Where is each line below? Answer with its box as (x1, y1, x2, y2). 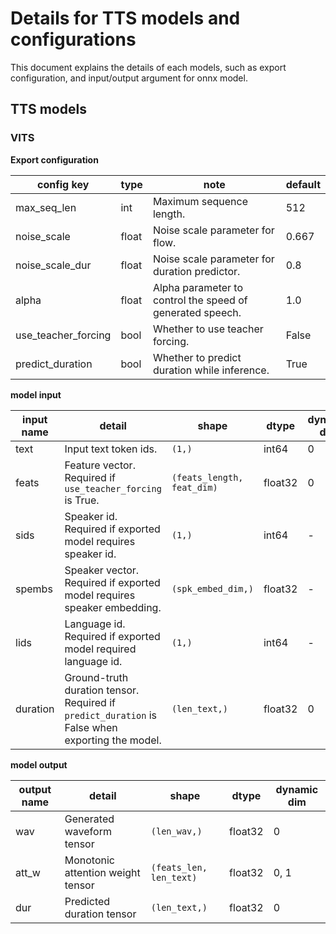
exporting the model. (64, 733, 162, 747)
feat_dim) (171, 482, 218, 493)
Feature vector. (64, 458, 136, 472)
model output (10, 758, 68, 771)
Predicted (64, 894, 111, 908)
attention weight (64, 865, 141, 879)
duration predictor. (152, 264, 241, 278)
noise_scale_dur (15, 258, 92, 272)
